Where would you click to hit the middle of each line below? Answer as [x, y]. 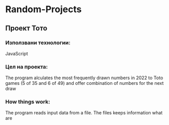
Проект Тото [26, 28]
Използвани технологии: [38, 43]
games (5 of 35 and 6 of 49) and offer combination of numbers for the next [84, 83]
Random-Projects [44, 9]
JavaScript [17, 53]
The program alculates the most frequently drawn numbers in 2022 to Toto [84, 78]
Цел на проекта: [27, 67]
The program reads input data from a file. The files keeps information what [84, 113]
